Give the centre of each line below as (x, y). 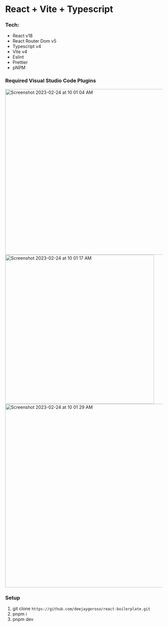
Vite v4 (20, 52)
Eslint (18, 57)
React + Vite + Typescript (59, 9)
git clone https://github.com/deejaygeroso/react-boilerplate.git (81, 609)
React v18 (22, 36)
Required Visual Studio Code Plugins (51, 81)
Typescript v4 (27, 47)
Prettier (20, 62)
